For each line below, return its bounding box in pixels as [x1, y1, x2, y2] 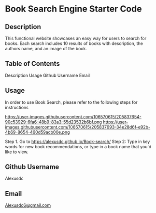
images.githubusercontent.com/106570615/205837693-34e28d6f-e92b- [5, 124, 151, 130]
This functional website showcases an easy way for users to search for [5, 35, 146, 41]
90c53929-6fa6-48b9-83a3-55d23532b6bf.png [5, 119, 102, 125]
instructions [5, 104, 29, 110]
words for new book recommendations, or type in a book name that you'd [5, 143, 152, 149]
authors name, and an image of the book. [5, 46, 87, 51]
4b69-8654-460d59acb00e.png [5, 129, 70, 135]
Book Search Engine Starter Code [5, 3, 142, 14]
